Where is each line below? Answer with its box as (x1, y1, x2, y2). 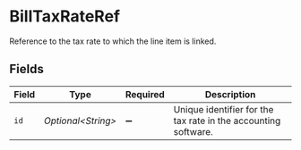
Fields (9, 62, 45, 77)
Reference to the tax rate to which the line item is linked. (9, 36, 217, 46)
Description (204, 87, 256, 100)
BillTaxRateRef (9, 6, 121, 27)
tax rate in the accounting (173, 114, 281, 127)
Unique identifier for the (173, 103, 274, 115)
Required (125, 87, 166, 100)
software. (173, 125, 213, 137)
